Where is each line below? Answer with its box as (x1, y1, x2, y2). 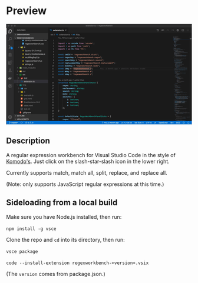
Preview (6, 4, 47, 18)
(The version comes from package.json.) (6, 270, 106, 277)
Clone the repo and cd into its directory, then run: (6, 236, 125, 243)
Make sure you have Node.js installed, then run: (6, 213, 122, 220)
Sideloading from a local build (6, 198, 118, 208)
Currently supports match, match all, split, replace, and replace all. (6, 169, 167, 176)
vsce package (6, 248, 38, 254)
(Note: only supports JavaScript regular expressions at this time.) (6, 181, 164, 188)
